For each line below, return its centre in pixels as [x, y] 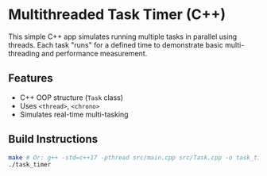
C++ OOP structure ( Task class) [72, 98]
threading [24, 53]
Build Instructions [53, 139]
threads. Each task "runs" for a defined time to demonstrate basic [116, 44]
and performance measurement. [94, 53]
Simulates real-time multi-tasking [74, 114]
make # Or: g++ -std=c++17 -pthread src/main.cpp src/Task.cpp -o [120, 157]
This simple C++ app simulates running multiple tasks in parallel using [123, 36]
